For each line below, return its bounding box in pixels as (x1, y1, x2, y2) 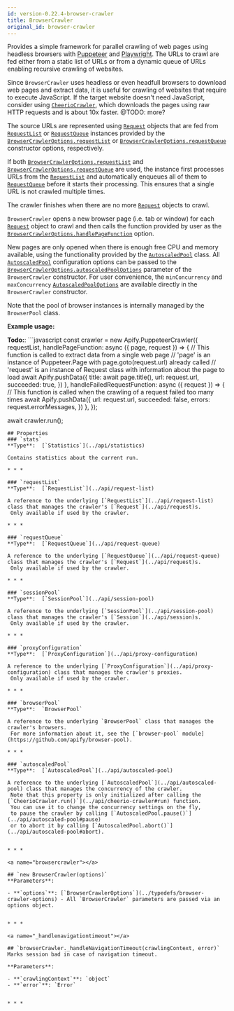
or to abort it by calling (10, 823, 89, 830)
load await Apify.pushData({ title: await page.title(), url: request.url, (7, 373, 199, 382)
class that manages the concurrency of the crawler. (25, 785, 183, 792)
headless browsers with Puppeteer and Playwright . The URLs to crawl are (7, 50, 219, 58)
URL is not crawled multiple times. (7, 187, 105, 196)
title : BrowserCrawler (7, 17, 73, 24)
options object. (7, 902, 54, 909)
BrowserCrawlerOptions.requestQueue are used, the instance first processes (7, 165, 224, 174)
